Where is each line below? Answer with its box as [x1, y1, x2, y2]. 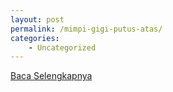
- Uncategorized [28, 42, 97, 53]
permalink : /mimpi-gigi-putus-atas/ [10, 24, 163, 34]
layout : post [10, 14, 65, 25]
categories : [10, 33, 60, 43]
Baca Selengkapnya [10, 70, 93, 82]
